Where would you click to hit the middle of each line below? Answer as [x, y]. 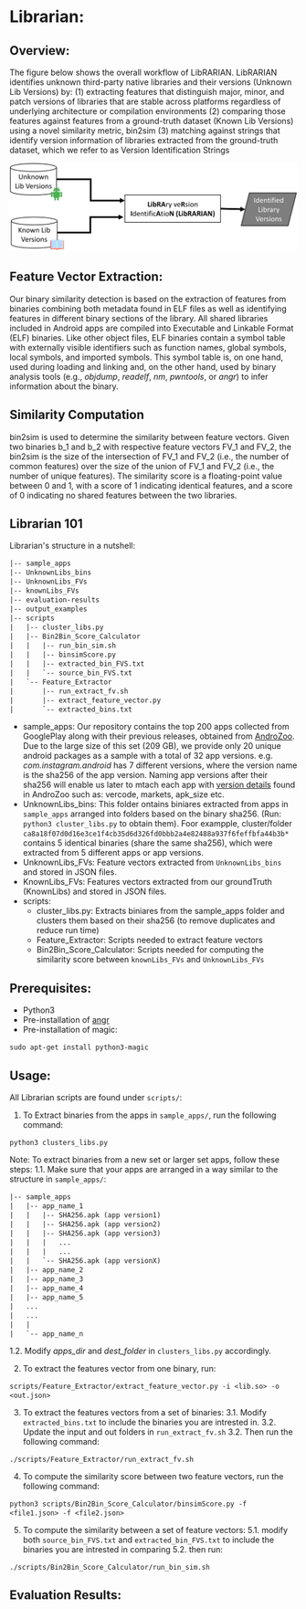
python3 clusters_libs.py [58, 1143]
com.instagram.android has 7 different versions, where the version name [160, 765]
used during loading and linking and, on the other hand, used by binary [143, 366]
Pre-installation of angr [66, 1020]
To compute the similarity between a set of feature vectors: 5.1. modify [155, 1530]
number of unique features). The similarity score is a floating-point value [146, 476]
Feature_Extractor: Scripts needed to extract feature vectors [149, 940]
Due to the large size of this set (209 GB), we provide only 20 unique [152, 746]
